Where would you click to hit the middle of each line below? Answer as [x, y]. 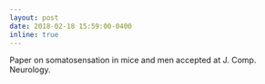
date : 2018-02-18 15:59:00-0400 [71, 26]
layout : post [34, 18]
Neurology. [31, 70]
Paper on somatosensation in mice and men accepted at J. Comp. [133, 61]
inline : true [34, 34]
